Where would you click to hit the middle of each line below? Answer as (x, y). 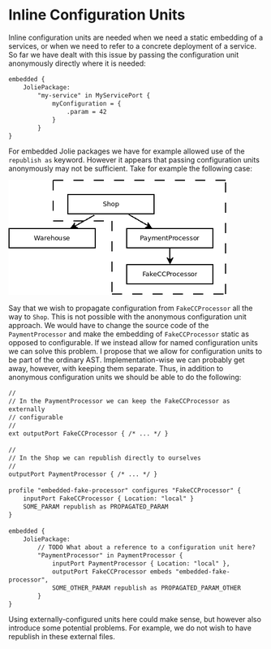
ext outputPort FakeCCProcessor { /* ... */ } (88, 433)
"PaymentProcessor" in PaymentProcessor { (110, 555)
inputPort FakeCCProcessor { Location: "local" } (109, 498)
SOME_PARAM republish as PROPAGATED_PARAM (96, 506)
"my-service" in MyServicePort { (94, 95)
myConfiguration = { (86, 103)
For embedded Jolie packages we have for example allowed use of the (127, 151)
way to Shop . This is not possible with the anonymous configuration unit (128, 316)
